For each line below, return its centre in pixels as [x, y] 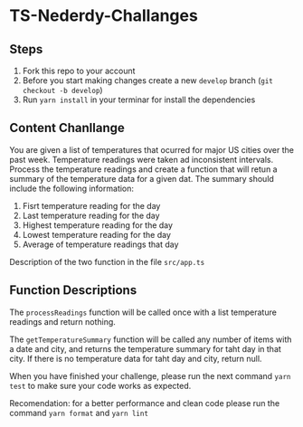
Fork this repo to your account [79, 71]
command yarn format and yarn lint [79, 413]
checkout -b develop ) [62, 90]
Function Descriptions [73, 290]
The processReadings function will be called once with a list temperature [143, 312]
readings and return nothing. [62, 321]
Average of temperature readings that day [100, 244]
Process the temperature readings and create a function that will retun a [143, 169]
